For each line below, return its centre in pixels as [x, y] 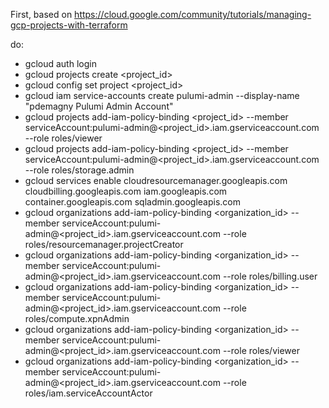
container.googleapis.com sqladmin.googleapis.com [133, 202]
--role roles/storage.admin [79, 170]
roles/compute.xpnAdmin [77, 318]
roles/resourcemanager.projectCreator [104, 244]
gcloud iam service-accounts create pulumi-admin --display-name [162, 95]
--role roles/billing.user [270, 276]
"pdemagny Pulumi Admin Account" [99, 106]
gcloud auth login [60, 63]
